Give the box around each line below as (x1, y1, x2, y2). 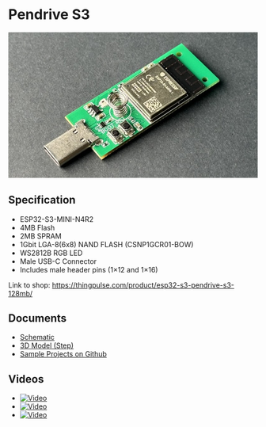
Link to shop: (8, 280, 51, 290)
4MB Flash (19, 223, 55, 232)
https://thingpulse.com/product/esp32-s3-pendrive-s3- (51, 280, 235, 290)
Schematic (19, 333, 55, 342)
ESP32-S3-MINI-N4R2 (19, 214, 94, 223)
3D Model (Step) (19, 341, 74, 350)
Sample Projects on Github (19, 349, 107, 359)
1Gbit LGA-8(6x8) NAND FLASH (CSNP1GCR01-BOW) (19, 239, 194, 249)
